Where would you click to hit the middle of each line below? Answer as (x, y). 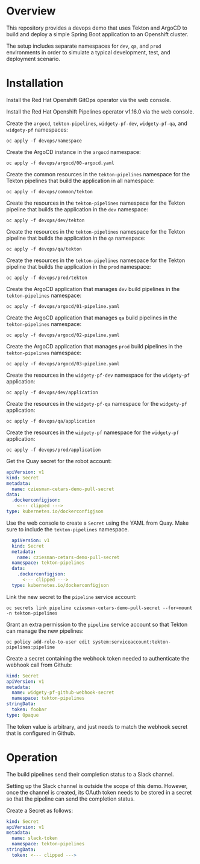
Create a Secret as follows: (40, 810)
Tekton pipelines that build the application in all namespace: (80, 181)
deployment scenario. (33, 59)
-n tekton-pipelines (32, 613)
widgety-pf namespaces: (37, 130)
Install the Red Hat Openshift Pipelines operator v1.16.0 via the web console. (100, 111)
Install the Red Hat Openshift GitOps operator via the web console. (89, 100)
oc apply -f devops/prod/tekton (47, 278)
